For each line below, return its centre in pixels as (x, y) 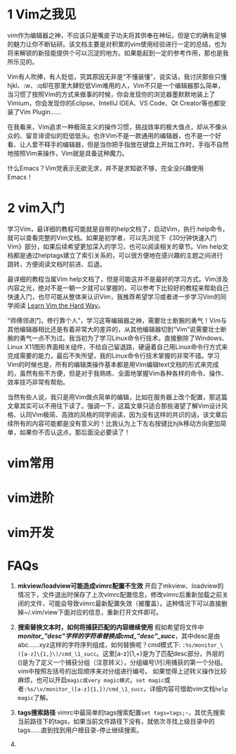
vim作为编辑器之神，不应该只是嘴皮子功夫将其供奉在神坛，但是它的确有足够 (117, 35)
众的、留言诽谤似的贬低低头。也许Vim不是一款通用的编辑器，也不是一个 (111, 135)
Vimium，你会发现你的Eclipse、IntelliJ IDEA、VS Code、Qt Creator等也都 (113, 103)
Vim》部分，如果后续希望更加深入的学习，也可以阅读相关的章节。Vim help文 (118, 246)
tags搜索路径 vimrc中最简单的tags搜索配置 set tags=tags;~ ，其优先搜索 (122, 712)
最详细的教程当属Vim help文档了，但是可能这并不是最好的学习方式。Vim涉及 (118, 279)
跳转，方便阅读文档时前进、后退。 (57, 264)
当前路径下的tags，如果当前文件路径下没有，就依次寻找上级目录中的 (116, 722)
